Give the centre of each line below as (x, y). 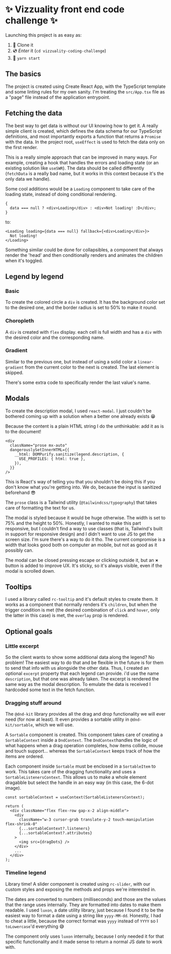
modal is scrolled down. (30, 571)
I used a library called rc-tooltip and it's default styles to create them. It (82, 599)
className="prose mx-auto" (39, 445)
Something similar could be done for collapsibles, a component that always (84, 250)
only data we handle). (28, 179)
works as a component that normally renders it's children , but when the (81, 605)
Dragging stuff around (33, 703)
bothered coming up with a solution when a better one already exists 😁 (80, 416)
